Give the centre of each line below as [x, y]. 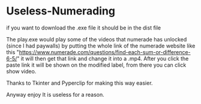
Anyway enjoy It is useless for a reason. [55, 94]
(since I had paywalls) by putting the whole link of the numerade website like [101, 46]
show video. [21, 71]
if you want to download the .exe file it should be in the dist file [84, 28]
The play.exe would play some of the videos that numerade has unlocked [97, 39]
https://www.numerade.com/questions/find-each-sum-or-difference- [105, 52]
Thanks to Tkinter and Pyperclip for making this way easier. [79, 83]
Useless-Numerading [61, 11]
